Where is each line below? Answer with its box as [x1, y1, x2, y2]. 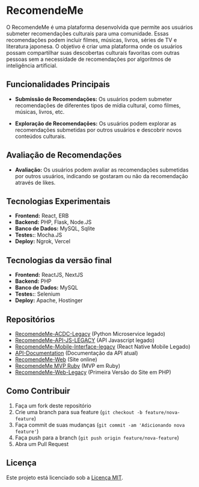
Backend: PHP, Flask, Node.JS [14, 219, 92, 226]
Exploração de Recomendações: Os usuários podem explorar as [14, 120, 177, 127]
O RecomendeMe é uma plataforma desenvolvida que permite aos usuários [6, 23, 194, 31]
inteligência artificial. [6, 61, 58, 69]
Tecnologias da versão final [6, 255, 112, 265]
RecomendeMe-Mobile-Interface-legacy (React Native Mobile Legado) [14, 343, 191, 350]
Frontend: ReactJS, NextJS [14, 271, 84, 279]
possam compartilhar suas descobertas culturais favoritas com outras [6, 49, 180, 56]
